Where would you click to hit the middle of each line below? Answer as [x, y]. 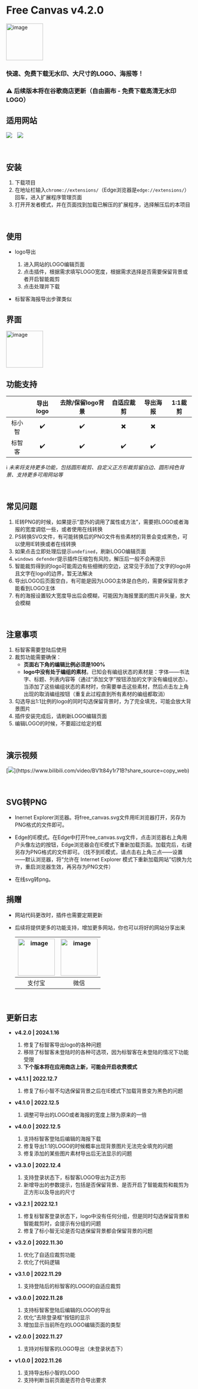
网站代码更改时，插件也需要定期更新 [59, 915]
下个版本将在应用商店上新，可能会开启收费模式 [80, 1067]
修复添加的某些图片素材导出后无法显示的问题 [78, 1153]
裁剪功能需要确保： [38, 657]
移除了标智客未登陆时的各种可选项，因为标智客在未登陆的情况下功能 [106, 1052]
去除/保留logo [79, 403]
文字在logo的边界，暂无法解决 [56, 573]
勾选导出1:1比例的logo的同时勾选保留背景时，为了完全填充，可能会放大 [100, 702]
